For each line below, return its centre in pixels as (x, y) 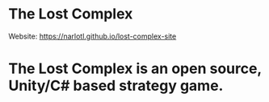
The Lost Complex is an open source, (135, 69)
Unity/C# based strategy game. (116, 86)
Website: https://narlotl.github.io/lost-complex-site (92, 36)
